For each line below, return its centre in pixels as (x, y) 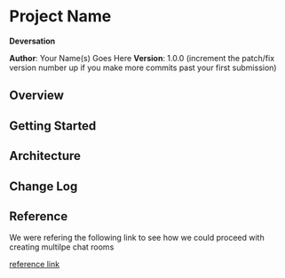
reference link (35, 265)
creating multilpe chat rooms (62, 247)
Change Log (44, 186)
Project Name (60, 16)
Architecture (45, 156)
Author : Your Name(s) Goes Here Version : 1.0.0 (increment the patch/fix (142, 58)
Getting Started (53, 126)
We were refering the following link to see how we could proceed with (137, 238)
